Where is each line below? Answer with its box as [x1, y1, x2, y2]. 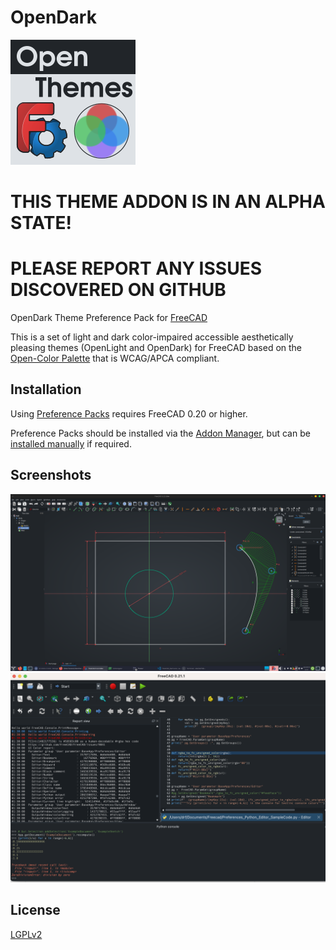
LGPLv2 [10, 928, 43, 940]
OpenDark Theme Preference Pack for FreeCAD [10, 312, 208, 324]
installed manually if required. [10, 437, 132, 450]
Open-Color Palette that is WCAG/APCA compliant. [10, 352, 220, 365]
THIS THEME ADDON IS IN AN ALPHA [10, 191, 326, 213]
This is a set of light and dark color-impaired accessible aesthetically [10, 331, 294, 343]
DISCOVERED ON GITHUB [10, 279, 227, 301]
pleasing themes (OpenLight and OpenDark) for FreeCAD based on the [10, 342, 303, 354]
